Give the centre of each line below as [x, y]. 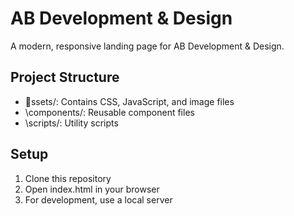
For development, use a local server [98, 199]
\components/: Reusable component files [109, 112]
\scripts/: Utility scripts [71, 123]
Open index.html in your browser [92, 189]
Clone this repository [68, 178]
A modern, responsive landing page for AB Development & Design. [147, 46]
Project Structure [65, 77]
